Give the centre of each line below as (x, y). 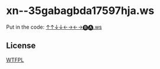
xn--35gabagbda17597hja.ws (80, 11)
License (21, 46)
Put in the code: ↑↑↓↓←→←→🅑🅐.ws (54, 27)
